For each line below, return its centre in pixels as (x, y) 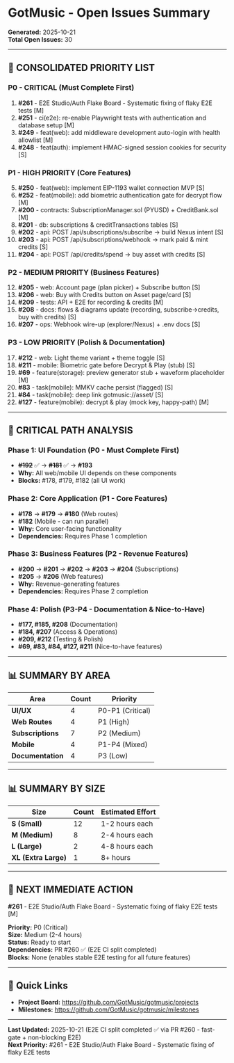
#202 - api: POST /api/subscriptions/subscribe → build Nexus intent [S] (121, 232)
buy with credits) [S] (47, 317)
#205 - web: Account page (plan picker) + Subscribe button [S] (109, 287)
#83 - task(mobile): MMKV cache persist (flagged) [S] (95, 387)
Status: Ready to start (40, 942)
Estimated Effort (128, 812)
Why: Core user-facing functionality (70, 528)
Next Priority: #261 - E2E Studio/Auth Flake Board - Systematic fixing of (111, 1045)
